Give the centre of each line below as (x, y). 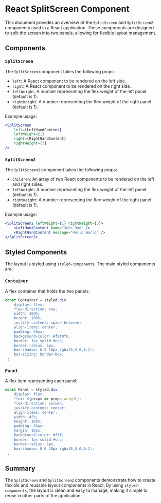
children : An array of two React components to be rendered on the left (83, 179)
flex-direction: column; (39, 403)
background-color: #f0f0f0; (42, 336)
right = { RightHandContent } (40, 139)
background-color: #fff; (39, 435)
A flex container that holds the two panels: (47, 291)
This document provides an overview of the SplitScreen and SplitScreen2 (79, 22)
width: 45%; (26, 417)
